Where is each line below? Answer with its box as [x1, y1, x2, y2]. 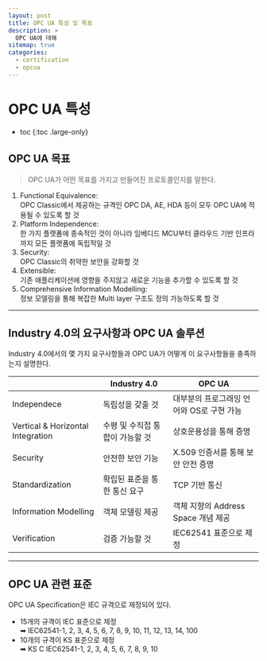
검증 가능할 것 [103, 534, 152, 545]
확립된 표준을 [103, 474, 149, 485]
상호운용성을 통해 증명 [172, 426, 251, 437]
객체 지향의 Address [172, 500, 246, 511]
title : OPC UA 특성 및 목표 [8, 19, 93, 27]
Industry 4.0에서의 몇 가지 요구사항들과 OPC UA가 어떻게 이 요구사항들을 [8, 349, 236, 359]
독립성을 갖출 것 [103, 399, 159, 410]
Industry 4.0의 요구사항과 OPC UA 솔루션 [8, 326, 205, 340]
